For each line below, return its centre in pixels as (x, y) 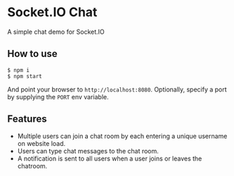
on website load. (41, 143)
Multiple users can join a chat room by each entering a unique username (122, 136)
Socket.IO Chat (52, 12)
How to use (32, 54)
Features (27, 119)
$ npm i (19, 70)
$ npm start (25, 76)
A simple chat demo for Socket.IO (56, 32)
